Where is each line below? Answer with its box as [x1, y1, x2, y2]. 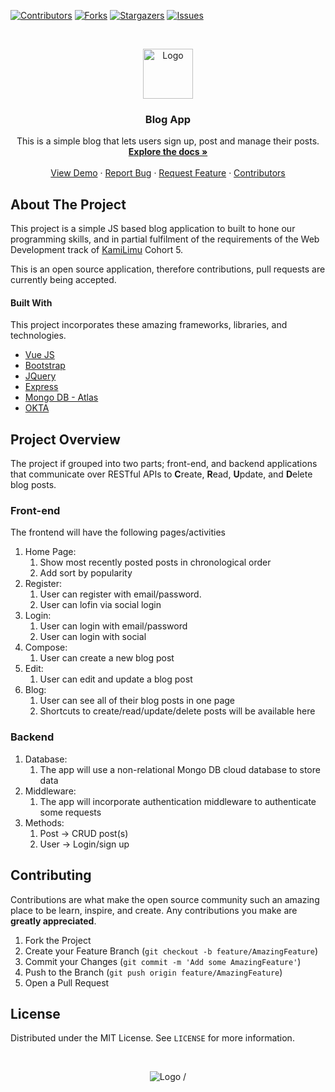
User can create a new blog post [39, 652, 175, 664]
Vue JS [24, 349, 55, 361]
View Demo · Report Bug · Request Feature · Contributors [50, 167, 286, 179]
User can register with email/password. [39, 588, 202, 600]
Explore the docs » [128, 146, 208, 158]
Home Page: [24, 546, 77, 558]
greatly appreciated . [10, 915, 97, 927]
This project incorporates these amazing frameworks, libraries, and [10, 319, 288, 331]
